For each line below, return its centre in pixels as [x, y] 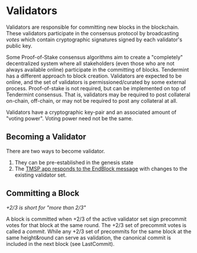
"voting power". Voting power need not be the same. [70, 118]
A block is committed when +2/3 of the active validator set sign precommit [96, 219]
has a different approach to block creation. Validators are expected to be [94, 76]
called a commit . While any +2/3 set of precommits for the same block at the [99, 231]
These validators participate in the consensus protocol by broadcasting [93, 33]
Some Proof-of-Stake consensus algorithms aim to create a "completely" [95, 57]
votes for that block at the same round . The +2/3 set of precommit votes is [96, 225]
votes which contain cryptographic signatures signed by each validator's [94, 39]
